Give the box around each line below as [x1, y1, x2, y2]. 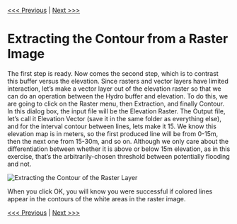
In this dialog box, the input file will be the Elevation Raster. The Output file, [7, 106, 226, 116]
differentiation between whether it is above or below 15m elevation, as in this [7, 145, 231, 153]
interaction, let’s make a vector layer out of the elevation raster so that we [7, 84, 221, 93]
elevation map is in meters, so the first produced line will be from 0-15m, [7, 129, 219, 138]
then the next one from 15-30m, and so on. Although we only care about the [7, 137, 229, 145]
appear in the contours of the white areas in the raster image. [7, 194, 186, 203]
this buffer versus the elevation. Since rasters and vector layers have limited [7, 77, 229, 85]
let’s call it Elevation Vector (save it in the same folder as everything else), [7, 114, 221, 123]
